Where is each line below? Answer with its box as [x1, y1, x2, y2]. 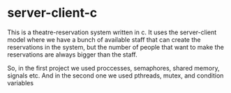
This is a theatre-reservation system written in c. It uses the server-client [7, 28, 217, 36]
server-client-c [7, 5, 98, 21]
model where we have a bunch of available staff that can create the [7, 35, 201, 43]
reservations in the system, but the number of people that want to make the [7, 43, 225, 51]
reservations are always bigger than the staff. [7, 50, 137, 59]
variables [7, 78, 33, 87]
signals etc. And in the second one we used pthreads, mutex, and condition [7, 71, 224, 80]
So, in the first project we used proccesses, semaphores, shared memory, [7, 64, 220, 72]
